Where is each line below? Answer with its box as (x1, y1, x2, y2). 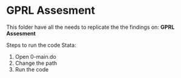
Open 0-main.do (15, 53, 56, 60)
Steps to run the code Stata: (6, 41, 77, 49)
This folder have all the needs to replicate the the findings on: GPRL (6, 23, 175, 31)
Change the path (15, 59, 58, 67)
